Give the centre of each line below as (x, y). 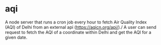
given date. (16, 37)
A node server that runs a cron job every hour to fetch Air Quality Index (76, 22)
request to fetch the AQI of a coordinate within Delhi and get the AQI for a (78, 32)
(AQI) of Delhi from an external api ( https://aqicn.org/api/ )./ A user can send (81, 27)
